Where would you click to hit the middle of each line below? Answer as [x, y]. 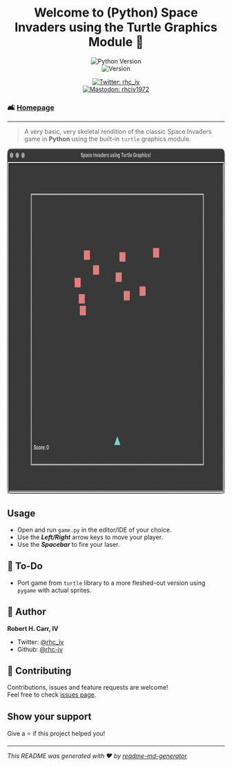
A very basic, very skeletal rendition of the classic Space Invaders [118, 132]
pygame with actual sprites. [54, 590]
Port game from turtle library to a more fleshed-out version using [111, 583]
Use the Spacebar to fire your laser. [68, 545]
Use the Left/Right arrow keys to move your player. [90, 537]
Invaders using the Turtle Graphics [116, 27]
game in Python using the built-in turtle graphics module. [107, 139]
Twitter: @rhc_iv [40, 642]
